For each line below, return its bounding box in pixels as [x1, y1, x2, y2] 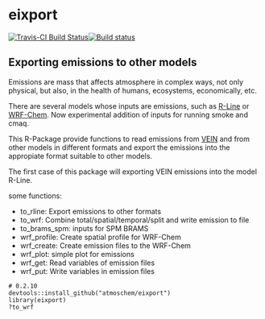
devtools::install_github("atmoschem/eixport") [8, 288, 172, 297]
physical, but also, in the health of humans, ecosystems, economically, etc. [8, 85, 258, 95]
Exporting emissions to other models [8, 56, 197, 69]
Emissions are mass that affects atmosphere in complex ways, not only [8, 77, 244, 86]
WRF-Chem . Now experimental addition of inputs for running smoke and [8, 110, 248, 119]
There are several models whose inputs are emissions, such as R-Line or [8, 101, 250, 110]
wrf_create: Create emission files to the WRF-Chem [19, 240, 192, 251]
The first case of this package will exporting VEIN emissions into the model [8, 167, 258, 176]
